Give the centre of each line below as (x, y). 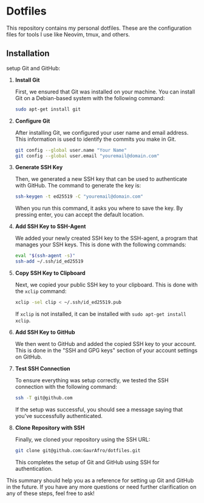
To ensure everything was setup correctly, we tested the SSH (92, 380)
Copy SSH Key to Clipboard (50, 273)
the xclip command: (41, 291)
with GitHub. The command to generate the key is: (78, 186)
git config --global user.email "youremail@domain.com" (87, 156)
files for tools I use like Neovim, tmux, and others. (68, 34)
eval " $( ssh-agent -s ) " (45, 256)
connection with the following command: (66, 387)
